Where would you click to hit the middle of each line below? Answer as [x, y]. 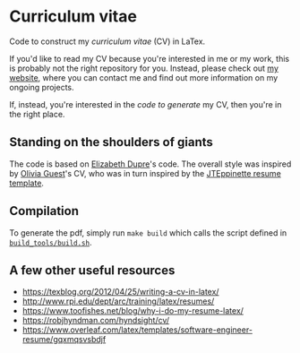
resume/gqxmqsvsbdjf [64, 340]
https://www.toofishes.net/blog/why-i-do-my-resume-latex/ [133, 311]
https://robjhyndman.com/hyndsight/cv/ [96, 321]
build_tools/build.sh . [51, 242]
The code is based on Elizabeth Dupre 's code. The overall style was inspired [150, 164]
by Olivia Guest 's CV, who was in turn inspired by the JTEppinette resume [146, 173]
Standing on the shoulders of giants [111, 142]
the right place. [37, 114]
